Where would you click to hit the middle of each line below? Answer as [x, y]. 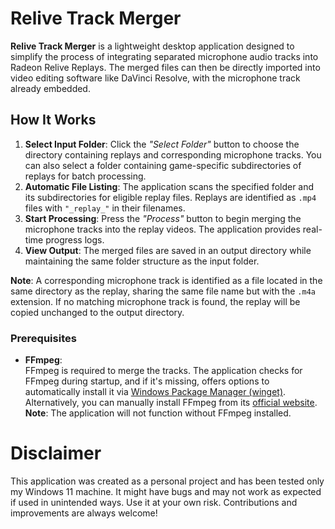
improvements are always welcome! [84, 513]
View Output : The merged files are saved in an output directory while [168, 250]
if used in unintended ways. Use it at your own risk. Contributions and [154, 502]
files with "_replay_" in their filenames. [105, 208]
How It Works [53, 120]
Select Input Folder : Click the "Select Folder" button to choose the [162, 144]
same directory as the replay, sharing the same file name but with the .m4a [163, 291]
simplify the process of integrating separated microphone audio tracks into [164, 56]
